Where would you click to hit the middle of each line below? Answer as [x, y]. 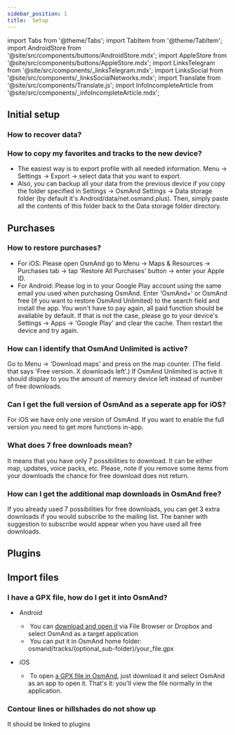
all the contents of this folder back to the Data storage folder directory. [119, 206]
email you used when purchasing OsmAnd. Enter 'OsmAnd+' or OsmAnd [122, 293]
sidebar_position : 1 [38, 14]
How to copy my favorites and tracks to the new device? [105, 153]
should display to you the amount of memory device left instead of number [115, 379]
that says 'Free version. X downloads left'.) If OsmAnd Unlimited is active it [115, 371]
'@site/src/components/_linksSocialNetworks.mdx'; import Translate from [114, 77]
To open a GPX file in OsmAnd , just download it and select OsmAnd [127, 676]
